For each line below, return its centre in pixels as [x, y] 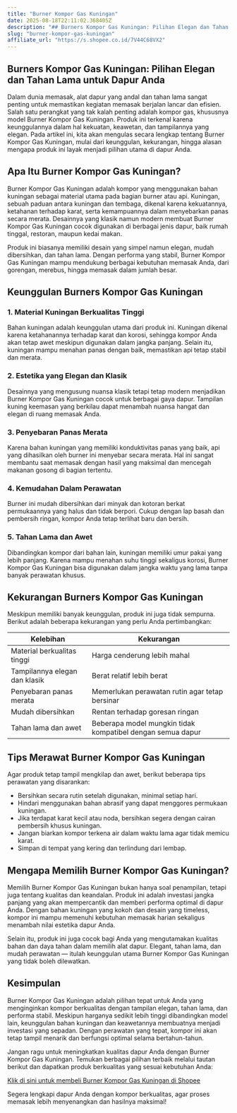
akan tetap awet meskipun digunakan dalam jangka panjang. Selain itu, [110, 343]
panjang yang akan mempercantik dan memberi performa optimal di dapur [115, 902]
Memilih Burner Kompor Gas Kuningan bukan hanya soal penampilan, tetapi [117, 888]
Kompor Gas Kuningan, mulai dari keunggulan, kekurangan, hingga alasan [115, 141]
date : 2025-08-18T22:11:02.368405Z [60, 20]
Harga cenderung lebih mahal [141, 656]
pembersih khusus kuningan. [60, 826]
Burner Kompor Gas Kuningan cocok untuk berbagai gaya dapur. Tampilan [115, 399]
